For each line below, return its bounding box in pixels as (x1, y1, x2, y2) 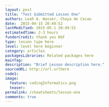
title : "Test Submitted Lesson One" (5, 12, 80, 17)
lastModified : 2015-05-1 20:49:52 (5, 26, 76, 31)
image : (5, 76, 19, 81)
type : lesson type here (5, 39, 54, 44)
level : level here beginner (5, 44, 63, 49)
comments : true (5, 94, 36, 99)
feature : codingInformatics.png (9, 80, 76, 85)
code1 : (5, 71, 19, 76)
